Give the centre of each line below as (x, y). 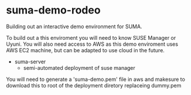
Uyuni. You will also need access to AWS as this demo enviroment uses (92, 44)
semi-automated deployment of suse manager (79, 67)
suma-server (30, 62)
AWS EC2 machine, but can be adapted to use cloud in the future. (86, 50)
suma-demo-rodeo (53, 10)
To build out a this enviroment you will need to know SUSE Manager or (91, 38)
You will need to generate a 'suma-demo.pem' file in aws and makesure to (96, 79)
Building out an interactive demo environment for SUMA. (74, 26)
